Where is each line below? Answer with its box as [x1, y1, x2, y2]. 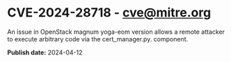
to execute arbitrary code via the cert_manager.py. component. [7, 34, 189, 43]
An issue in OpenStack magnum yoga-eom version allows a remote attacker [7, 28, 225, 36]
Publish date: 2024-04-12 [7, 48, 83, 56]
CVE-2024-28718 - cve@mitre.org [7, 5, 212, 21]
